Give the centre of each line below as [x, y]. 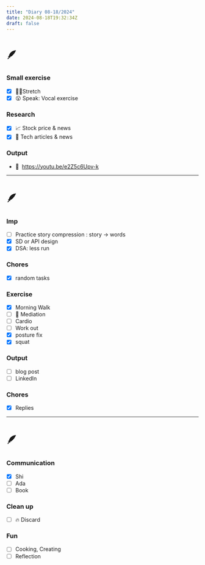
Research [21, 114]
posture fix [29, 335]
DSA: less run [32, 249]
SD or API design [37, 241]
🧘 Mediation [30, 315]
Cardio [23, 321]
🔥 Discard [28, 520]
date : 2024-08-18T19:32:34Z [42, 18]
